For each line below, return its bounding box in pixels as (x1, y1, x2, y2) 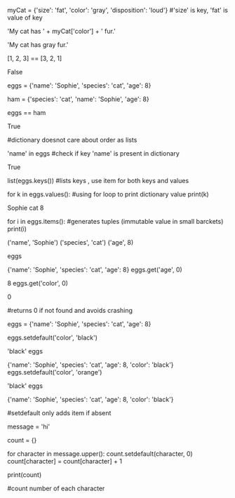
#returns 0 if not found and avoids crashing (7, 307, 133, 314)
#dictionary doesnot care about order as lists (7, 136, 137, 144)
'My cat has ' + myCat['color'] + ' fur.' (7, 27, 116, 35)
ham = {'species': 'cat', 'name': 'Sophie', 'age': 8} (7, 95, 149, 103)
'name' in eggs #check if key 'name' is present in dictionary (7, 149, 180, 157)
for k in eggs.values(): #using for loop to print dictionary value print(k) (7, 190, 209, 198)
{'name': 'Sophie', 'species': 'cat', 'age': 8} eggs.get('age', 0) (7, 266, 182, 274)
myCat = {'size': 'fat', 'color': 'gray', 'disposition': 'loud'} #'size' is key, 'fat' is (7, 6, 228, 14)
